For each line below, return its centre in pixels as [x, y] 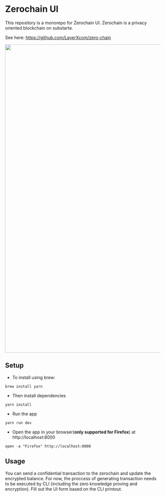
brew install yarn [24, 386]
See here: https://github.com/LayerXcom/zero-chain [58, 37]
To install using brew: [34, 377]
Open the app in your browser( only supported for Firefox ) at [74, 432]
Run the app [25, 414]
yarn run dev [18, 423]
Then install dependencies [39, 395]
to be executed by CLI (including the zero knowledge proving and [71, 484]
